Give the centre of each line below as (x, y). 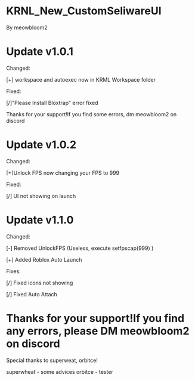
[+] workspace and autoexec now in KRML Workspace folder (81, 79)
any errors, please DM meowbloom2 (98, 331)
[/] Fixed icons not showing (40, 283)
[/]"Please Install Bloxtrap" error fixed (52, 103)
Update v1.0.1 (40, 52)
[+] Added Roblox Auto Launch (44, 259)
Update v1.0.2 (41, 145)
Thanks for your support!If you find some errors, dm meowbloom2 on (92, 114)
